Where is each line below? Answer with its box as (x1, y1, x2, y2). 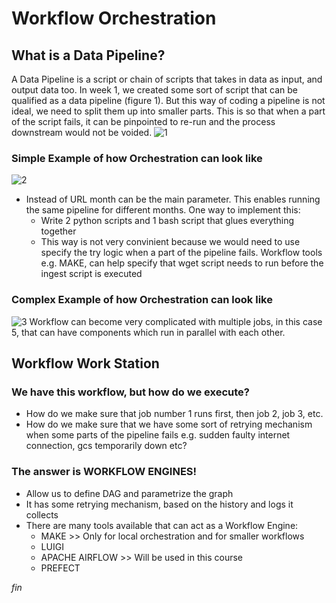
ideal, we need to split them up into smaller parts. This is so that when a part (11, 105, 326, 117)
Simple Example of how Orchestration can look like (11, 151, 263, 165)
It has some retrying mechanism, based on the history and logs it (25, 498, 294, 510)
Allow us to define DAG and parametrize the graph (25, 487, 234, 499)
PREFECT (40, 562, 81, 574)
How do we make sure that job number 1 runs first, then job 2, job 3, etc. (25, 408, 324, 420)
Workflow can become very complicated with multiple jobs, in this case (29, 315, 323, 327)
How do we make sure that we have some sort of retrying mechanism (25, 418, 313, 431)
